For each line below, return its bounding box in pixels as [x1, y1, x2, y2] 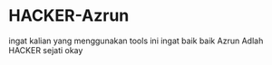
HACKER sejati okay [8, 44, 83, 55]
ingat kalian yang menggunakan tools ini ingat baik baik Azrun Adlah [8, 35, 264, 46]
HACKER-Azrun [8, 5, 130, 26]
